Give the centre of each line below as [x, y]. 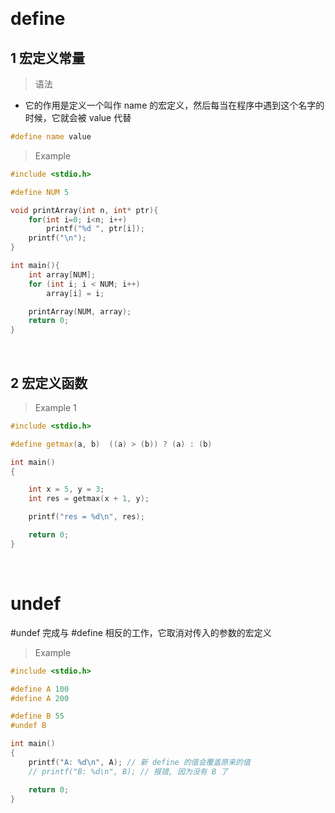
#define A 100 [40, 689]
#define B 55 [37, 716]
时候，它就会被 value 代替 [78, 117]
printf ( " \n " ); [57, 238]
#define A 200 [40, 698]
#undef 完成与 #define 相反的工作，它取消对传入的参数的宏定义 [141, 632]
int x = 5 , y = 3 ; [66, 489]
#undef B [28, 726]
